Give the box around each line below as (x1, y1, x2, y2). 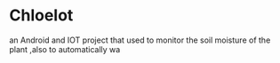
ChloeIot (9, 5, 74, 26)
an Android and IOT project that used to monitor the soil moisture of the (9, 35, 271, 45)
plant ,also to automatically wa (9, 43, 121, 54)
